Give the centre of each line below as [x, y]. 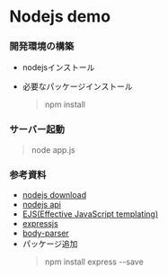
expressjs [40, 224]
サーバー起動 [37, 129]
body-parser [45, 233]
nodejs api [41, 205]
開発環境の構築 [42, 47]
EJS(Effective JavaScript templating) [90, 214]
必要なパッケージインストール [77, 86]
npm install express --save [94, 262]
